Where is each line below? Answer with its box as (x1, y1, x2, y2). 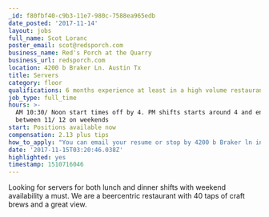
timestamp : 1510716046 (8, 161, 84, 169)
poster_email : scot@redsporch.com (8, 42, 124, 50)
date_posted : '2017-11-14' (8, 19, 98, 27)
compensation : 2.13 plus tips (8, 131, 110, 139)
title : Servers (8, 71, 59, 79)
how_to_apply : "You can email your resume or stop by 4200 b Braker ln (8, 138, 252, 147)
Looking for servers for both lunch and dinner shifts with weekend (8, 183, 227, 192)
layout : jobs (8, 26, 52, 34)
